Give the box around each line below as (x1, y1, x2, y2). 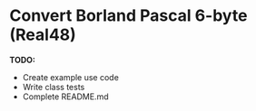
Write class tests (22, 81, 85, 92)
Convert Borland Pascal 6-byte (9, 5, 248, 26)
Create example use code (22, 71, 120, 82)
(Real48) (9, 24, 77, 45)
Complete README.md (22, 91, 109, 102)
